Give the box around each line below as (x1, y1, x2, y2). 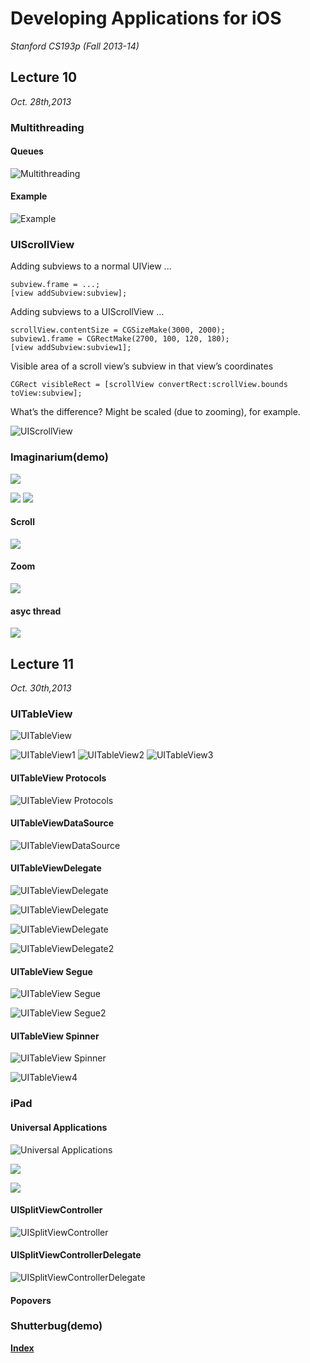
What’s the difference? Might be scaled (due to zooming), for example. (10, 406, 301, 418)
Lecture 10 (10, 69, 78, 86)
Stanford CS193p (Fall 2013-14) (10, 40, 140, 52)
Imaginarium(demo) (10, 450, 109, 464)
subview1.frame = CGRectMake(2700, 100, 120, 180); (10, 334, 230, 344)
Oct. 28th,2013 (10, 95, 72, 107)
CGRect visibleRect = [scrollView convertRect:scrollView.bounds (10, 380, 288, 390)
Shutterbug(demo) (10, 1319, 103, 1333)
